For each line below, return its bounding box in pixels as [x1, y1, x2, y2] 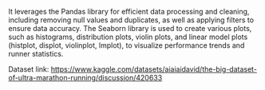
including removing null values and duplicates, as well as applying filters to [8, 15, 254, 25]
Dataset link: [8, 65, 49, 74]
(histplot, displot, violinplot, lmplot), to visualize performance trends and [8, 41, 245, 50]
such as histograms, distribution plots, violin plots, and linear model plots [8, 32, 248, 41]
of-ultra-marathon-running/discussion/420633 [8, 73, 163, 82]
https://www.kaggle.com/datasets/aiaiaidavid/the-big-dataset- [50, 65, 258, 74]
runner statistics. [8, 49, 64, 58]
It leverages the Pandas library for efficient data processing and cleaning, [8, 7, 250, 16]
